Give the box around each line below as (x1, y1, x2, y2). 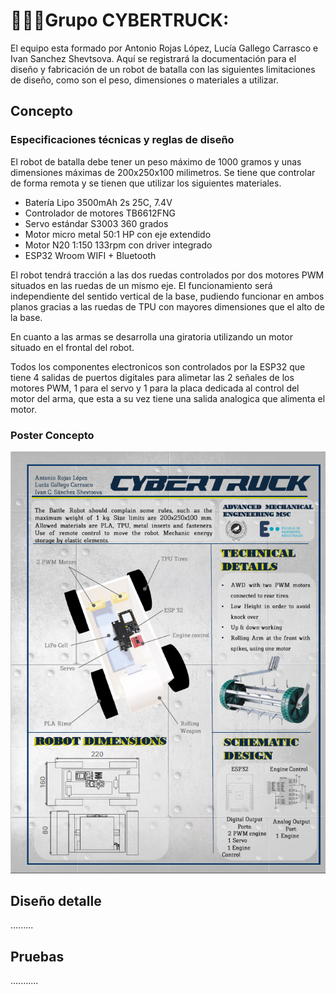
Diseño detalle (10, 893, 102, 909)
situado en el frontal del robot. (10, 341, 135, 353)
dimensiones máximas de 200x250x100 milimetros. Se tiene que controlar (10, 166, 316, 178)
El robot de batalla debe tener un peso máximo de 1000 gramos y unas (10, 155, 302, 168)
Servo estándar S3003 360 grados (24, 217, 169, 229)
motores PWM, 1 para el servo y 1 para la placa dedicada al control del (10, 382, 300, 394)
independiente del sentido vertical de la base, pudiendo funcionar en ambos (10, 290, 325, 302)
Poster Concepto (10, 428, 95, 442)
